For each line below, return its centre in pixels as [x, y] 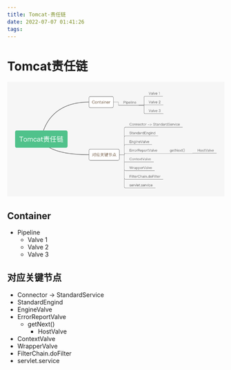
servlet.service [38, 360]
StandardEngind [40, 302]
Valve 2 [38, 247]
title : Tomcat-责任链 [37, 14]
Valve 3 [38, 254]
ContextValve [36, 338]
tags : [15, 29]
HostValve [52, 331]
